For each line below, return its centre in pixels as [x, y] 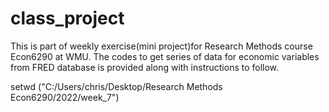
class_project [67, 18]
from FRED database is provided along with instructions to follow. [145, 67]
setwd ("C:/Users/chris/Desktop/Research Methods [116, 86]
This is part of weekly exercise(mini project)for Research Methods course [161, 46]
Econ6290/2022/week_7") [65, 97]
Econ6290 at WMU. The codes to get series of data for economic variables [165, 56]
